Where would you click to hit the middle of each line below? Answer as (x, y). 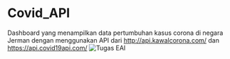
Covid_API (39, 13)
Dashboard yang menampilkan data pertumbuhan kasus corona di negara (115, 33)
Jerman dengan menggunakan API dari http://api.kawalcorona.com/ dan (113, 40)
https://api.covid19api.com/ (47, 48)
